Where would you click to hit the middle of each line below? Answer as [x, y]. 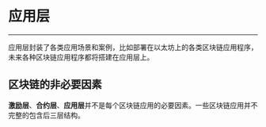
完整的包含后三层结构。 [46, 115]
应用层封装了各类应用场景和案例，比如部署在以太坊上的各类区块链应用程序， [133, 47]
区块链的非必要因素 [55, 85]
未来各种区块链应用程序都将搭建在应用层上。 [81, 57]
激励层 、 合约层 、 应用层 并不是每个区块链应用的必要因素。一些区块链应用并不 [133, 105]
